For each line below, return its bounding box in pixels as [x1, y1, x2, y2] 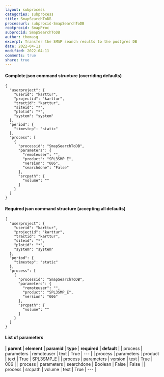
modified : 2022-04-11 [5, 48, 50, 53]
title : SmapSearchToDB [5, 16, 52, 21]
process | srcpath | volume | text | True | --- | [5, 366, 97, 372]
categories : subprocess [5, 12, 54, 17]
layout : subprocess [5, 7, 45, 12]
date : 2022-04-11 [5, 44, 41, 49]
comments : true [5, 53, 36, 58]
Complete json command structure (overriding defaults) [5, 72, 122, 79]
